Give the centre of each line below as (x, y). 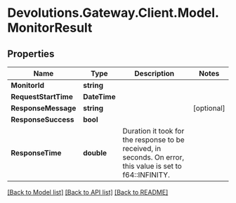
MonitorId (27, 85)
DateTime (99, 97)
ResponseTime (36, 153)
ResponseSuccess (42, 119)
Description (154, 73)
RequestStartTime (42, 97)
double (95, 153)
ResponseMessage (44, 108)
